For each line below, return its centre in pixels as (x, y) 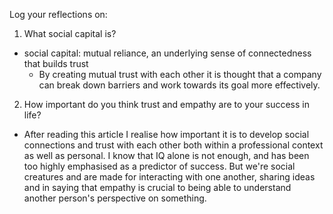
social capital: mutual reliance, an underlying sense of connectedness (167, 53)
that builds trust (56, 63)
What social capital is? (70, 33)
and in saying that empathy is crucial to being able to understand (157, 187)
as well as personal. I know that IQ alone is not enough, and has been (166, 155)
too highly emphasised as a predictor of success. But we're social (159, 166)
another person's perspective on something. (115, 198)
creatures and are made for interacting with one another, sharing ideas (169, 177)
